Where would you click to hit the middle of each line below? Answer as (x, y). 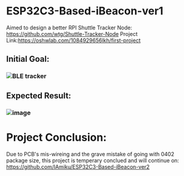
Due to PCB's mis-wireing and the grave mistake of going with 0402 (91, 154)
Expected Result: (39, 95)
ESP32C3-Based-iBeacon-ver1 (85, 11)
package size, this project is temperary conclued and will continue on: (93, 160)
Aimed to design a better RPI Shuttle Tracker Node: (69, 28)
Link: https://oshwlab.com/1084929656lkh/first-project (73, 40)
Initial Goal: (28, 59)
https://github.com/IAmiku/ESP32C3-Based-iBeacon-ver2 (78, 166)
